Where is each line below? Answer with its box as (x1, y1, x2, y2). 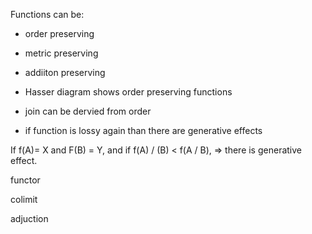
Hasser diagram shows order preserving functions (24, 86, 233, 98)
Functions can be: (10, 9, 85, 20)
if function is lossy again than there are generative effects (24, 125, 263, 136)
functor (10, 174, 41, 186)
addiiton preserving (24, 67, 106, 78)
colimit (10, 194, 38, 205)
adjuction (10, 213, 49, 224)
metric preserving (24, 47, 99, 59)
